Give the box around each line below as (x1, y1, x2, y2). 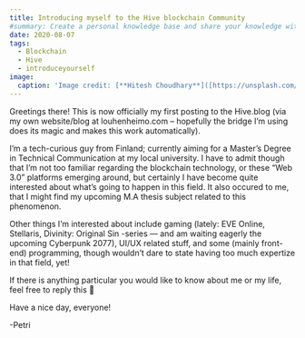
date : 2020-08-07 (9, 30, 75, 39)
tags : (9, 38, 30, 48)
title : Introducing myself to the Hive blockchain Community (9, 13, 246, 23)
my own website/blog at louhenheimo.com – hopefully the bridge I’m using (9, 115, 289, 126)
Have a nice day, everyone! (9, 302, 112, 313)
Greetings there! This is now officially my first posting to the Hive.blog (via (9, 105, 287, 116)
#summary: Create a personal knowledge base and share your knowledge (9, 22, 282, 31)
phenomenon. (9, 201, 62, 212)
